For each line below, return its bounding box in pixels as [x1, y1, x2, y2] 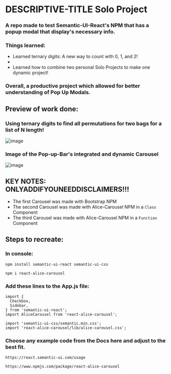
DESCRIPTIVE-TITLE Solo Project [5, 4, 148, 15]
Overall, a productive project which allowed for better [5, 83, 140, 90]
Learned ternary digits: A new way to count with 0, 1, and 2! [12, 54, 138, 60]
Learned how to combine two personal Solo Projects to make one [12, 64, 151, 70]
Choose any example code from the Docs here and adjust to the [5, 337, 166, 344]
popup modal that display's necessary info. [5, 28, 115, 35]
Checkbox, [10, 298, 31, 304]
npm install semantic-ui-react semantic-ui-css [5, 262, 109, 267]
